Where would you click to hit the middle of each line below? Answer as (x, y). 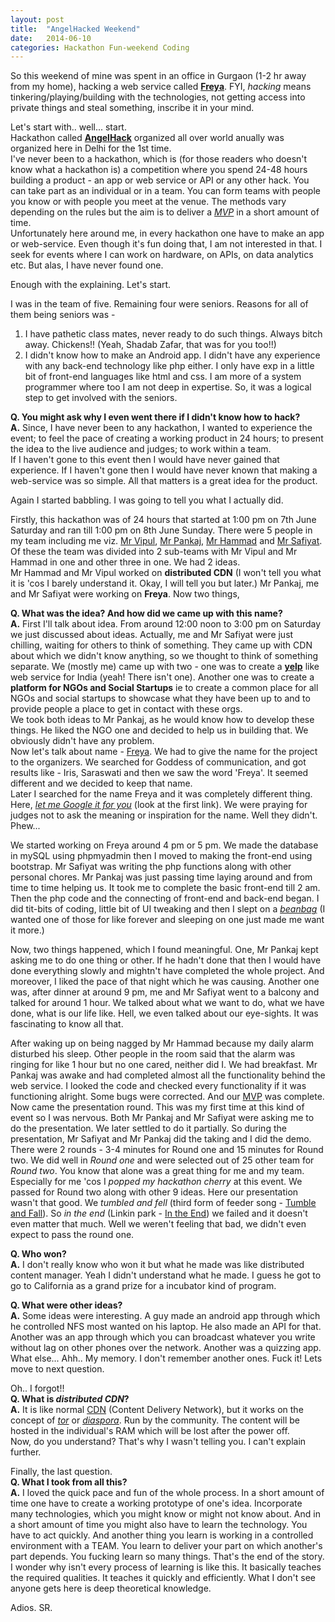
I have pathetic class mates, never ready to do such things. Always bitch (173, 334)
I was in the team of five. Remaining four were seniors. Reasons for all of (159, 304)
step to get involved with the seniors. (101, 398)
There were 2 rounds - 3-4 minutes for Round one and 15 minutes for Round (167, 1150)
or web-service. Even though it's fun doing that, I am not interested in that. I (166, 244)
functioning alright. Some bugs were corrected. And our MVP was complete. (167, 1097)
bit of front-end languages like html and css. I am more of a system (163, 377)
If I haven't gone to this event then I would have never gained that (145, 460)
